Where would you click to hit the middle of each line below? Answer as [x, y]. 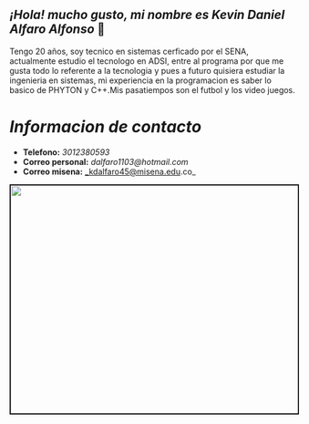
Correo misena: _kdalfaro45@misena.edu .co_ [109, 171]
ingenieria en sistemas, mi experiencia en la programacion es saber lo [140, 80]
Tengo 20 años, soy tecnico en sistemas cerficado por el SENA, [129, 51]
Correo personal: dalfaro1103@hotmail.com [105, 161]
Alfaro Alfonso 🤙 [57, 30]
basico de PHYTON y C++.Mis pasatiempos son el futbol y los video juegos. [153, 89]
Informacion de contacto [106, 127]
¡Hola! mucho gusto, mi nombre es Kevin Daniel [147, 15]
